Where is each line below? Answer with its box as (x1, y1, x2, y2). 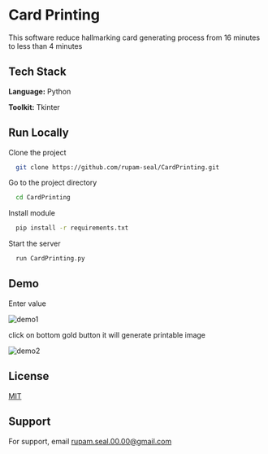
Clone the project (8, 147, 67, 157)
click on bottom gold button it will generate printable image (8, 330, 205, 339)
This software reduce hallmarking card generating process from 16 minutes (8, 33, 261, 42)
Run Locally (8, 126, 69, 140)
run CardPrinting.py (15, 255, 85, 263)
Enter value (8, 299, 46, 308)
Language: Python (8, 86, 71, 96)
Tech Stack (8, 65, 67, 79)
